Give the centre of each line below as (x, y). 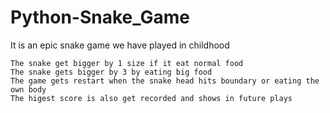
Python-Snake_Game (100, 17)
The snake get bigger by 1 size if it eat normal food (127, 63)
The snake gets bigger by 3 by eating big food (111, 72)
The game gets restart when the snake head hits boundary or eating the (165, 81)
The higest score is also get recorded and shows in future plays (151, 98)
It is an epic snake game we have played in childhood (120, 45)
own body (28, 89)
